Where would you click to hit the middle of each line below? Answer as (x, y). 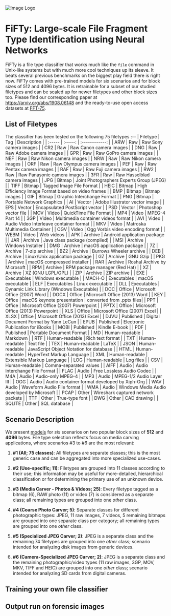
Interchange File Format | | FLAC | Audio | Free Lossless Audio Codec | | (81, 371)
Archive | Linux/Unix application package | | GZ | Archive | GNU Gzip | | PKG (85, 256)
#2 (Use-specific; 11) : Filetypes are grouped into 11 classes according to (89, 468)
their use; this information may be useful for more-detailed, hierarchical (88, 474)
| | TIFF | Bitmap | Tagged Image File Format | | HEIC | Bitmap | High (76, 186)
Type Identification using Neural (75, 40)
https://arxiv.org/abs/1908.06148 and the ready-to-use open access (77, 102)
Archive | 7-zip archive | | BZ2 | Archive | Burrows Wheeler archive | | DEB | (84, 251)
